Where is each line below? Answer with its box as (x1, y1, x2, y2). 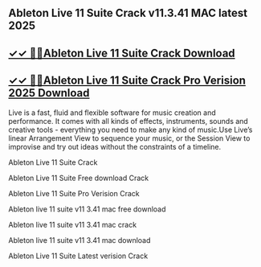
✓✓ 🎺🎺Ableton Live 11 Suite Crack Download (8, 46, 235, 60)
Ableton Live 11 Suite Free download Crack (8, 173, 149, 183)
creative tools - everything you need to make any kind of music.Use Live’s (8, 125, 253, 134)
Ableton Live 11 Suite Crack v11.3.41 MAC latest (8, 6, 247, 20)
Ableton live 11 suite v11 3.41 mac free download (8, 204, 166, 214)
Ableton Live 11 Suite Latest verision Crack (8, 251, 149, 261)
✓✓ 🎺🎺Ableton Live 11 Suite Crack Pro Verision (8, 74, 247, 88)
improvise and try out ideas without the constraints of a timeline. (8, 142, 222, 151)
